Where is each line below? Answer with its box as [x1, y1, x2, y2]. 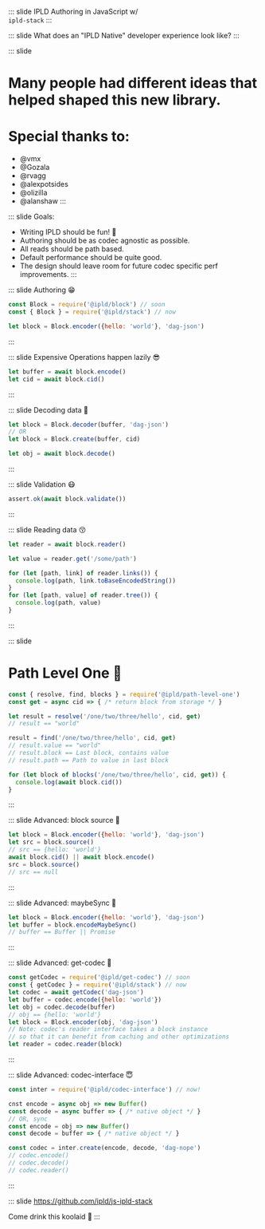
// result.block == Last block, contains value [8, 749, 170, 757]
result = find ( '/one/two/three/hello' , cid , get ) [8, 734, 177, 742]
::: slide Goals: [8, 211, 55, 222]
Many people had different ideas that [8, 74, 257, 93]
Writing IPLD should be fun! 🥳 [19, 227, 117, 237]
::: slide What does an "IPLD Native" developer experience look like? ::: [8, 31, 240, 40]
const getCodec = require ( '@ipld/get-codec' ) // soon [8, 974, 191, 982]
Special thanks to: [8, 128, 130, 146]
